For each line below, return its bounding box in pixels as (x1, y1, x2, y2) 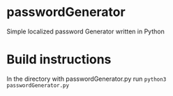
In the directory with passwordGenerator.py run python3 (6, 74, 167, 83)
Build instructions (6, 51, 112, 67)
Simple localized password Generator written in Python (6, 27, 165, 35)
